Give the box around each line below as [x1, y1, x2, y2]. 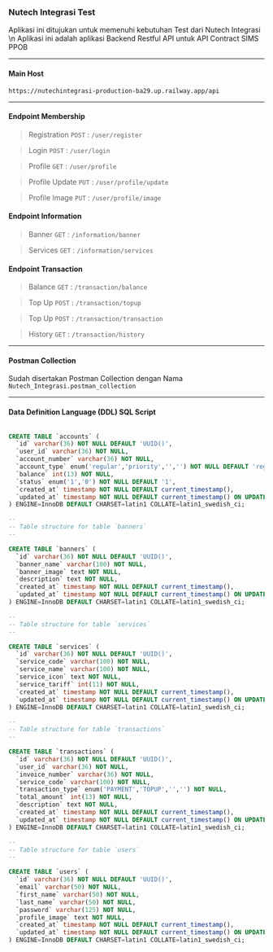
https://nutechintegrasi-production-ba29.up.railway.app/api [8, 86, 220, 95]
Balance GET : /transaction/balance [28, 282, 148, 292]
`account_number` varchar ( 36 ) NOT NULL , [15, 455, 154, 463]
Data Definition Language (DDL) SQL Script [8, 406, 157, 417]
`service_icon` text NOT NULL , [15, 673, 122, 682]
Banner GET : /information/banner [28, 229, 141, 239]
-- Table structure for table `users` [8, 845, 140, 853]
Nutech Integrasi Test [8, 7, 96, 18]
